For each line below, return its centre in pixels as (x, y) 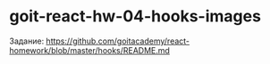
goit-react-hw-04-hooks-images (135, 16)
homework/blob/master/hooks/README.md (89, 50)
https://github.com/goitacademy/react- (118, 41)
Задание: (27, 41)
